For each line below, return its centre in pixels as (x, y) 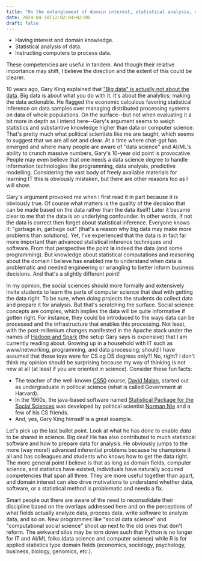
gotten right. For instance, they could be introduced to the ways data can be (100, 318)
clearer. (16, 78)
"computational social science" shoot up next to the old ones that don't (94, 526)
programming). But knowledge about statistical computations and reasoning (100, 255)
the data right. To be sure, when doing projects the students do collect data (100, 299)
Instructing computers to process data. (63, 53)
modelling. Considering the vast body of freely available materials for (92, 173)
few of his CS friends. (42, 413)
